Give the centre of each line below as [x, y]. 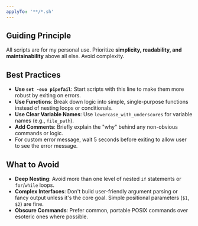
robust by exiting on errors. [48, 96]
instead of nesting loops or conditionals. [64, 108]
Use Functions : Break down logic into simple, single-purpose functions [101, 102]
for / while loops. [35, 185]
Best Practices [33, 75]
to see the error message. [46, 146]
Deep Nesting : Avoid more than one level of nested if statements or [98, 179]
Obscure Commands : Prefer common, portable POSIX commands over [101, 211]
